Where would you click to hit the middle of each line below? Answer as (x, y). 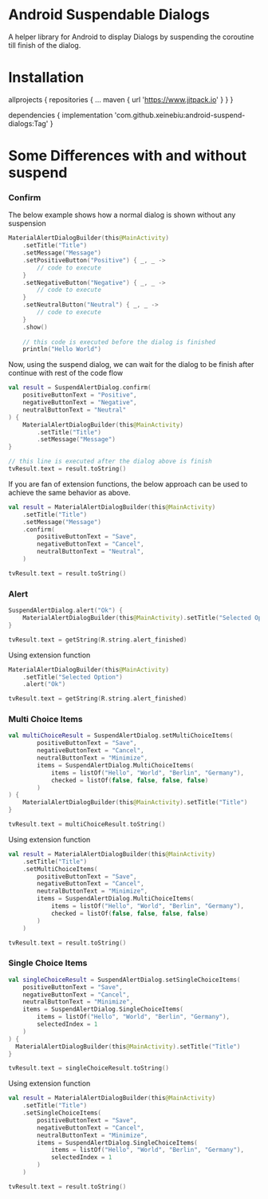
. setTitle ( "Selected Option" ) (73, 677)
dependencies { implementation (61, 115)
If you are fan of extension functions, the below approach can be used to (128, 483)
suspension (27, 223)
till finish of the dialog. (45, 45)
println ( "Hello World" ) (62, 349)
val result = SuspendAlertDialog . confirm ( (80, 388)
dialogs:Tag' (28, 123)
